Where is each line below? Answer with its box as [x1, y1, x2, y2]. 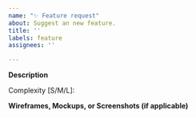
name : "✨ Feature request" [8, 11, 100, 20]
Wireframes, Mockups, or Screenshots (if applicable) [8, 101, 189, 111]
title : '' [8, 26, 42, 34]
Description [8, 70, 49, 80]
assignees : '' [8, 41, 56, 49]
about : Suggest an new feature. [8, 19, 116, 27]
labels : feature [8, 33, 62, 42]
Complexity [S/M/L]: [8, 85, 75, 96]
